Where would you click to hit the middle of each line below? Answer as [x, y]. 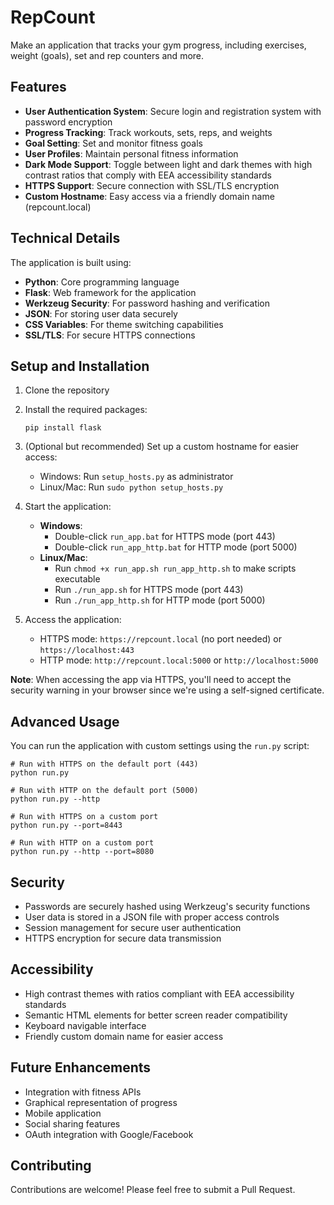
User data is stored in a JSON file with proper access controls [152, 917]
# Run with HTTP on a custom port [82, 843]
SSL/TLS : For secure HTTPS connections [110, 335]
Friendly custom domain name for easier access [124, 1036]
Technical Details [65, 238]
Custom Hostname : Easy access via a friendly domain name [149, 196]
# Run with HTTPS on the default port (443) [104, 764]
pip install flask [63, 428]
